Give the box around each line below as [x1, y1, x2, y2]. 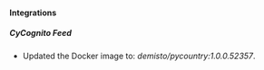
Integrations [9, 7, 57, 18]
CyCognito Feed [9, 28, 73, 39]
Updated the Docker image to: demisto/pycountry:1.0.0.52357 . [22, 50, 256, 61]
